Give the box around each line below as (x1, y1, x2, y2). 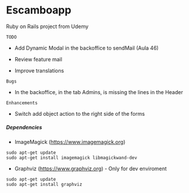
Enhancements (6, 100, 38, 106)
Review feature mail (14, 56, 63, 63)
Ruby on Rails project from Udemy (6, 23, 89, 30)
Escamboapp (6, 4, 71, 17)
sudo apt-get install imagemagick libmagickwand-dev (6, 154, 138, 161)
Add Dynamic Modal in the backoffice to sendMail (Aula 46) (14, 44, 159, 51)
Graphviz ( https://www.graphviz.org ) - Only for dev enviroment (14, 165, 167, 172)
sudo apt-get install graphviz (6, 181, 83, 187)
